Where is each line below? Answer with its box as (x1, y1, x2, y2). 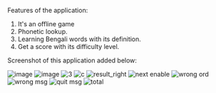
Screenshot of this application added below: (7, 56, 138, 65)
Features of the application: (7, 6, 88, 14)
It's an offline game (17, 20, 75, 28)
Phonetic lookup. (17, 28, 68, 35)
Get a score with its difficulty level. (17, 43, 120, 50)
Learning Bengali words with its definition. (17, 35, 141, 43)
